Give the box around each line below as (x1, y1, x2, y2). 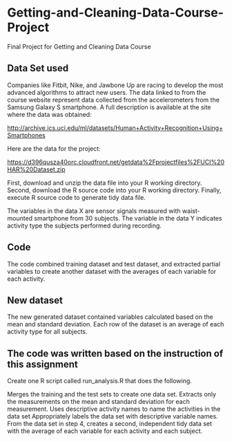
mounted (7, 214, 33, 222)
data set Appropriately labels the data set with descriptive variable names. (7, 412, 219, 421)
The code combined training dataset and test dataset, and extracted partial (7, 259, 221, 268)
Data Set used (7, 62, 69, 74)
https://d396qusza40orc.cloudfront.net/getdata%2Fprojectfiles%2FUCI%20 (7, 158, 225, 166)
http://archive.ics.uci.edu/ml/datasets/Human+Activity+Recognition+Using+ (7, 123, 223, 132)
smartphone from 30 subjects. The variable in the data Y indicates (34, 214, 222, 222)
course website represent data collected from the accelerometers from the (7, 95, 220, 104)
